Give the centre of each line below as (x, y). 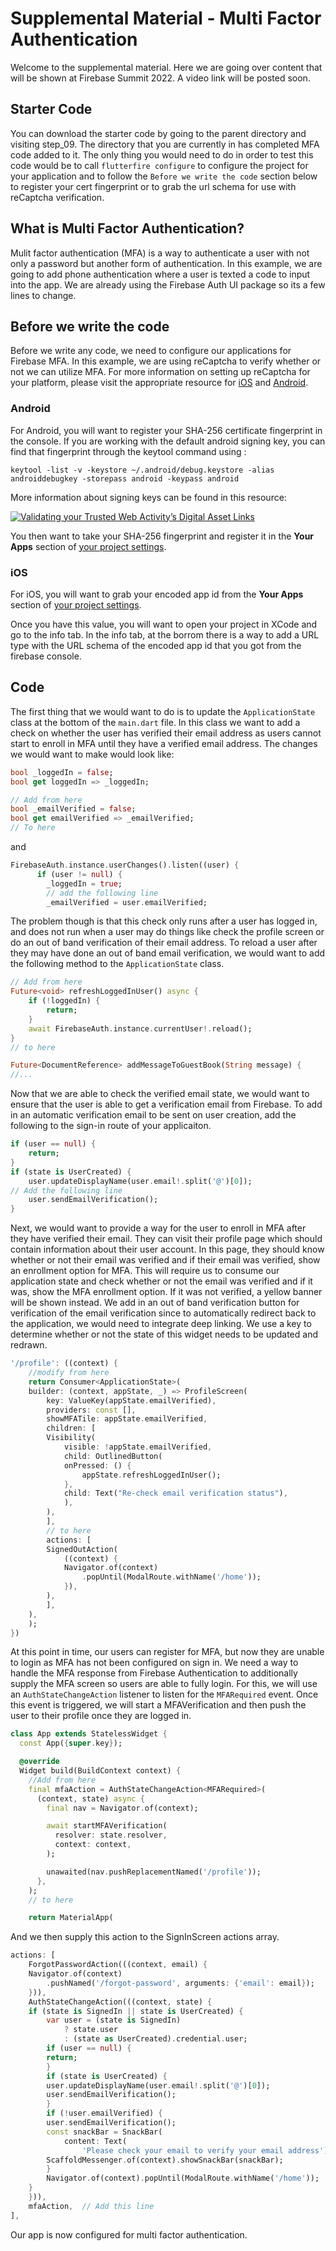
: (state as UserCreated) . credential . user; (155, 2039)
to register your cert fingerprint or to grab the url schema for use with (153, 186)
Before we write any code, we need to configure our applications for (151, 351)
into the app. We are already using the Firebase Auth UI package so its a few (168, 284)
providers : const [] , (91, 1410)
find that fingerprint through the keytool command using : (128, 451)
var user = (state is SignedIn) (114, 2020)
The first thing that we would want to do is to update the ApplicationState (163, 711)
